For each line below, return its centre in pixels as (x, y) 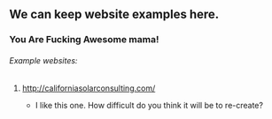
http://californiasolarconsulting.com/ (89, 88)
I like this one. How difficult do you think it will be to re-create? (149, 105)
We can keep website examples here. (114, 15)
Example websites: (43, 60)
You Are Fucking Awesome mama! (84, 40)
